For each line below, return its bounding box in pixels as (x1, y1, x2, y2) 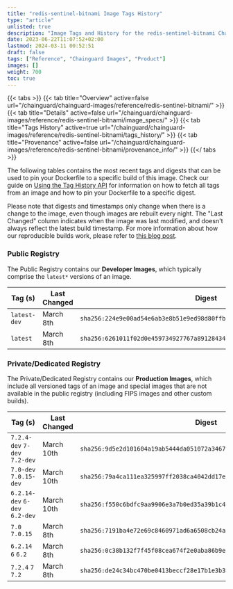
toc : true (7, 74, 36, 82)
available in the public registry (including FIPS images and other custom (7, 389, 212, 397)
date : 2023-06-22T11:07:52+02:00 (7, 36, 104, 43)
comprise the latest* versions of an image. (7, 272, 132, 280)
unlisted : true (7, 23, 51, 30)
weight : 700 (7, 68, 42, 75)
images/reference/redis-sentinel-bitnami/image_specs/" (7, 116, 168, 124)
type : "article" (7, 17, 54, 24)
